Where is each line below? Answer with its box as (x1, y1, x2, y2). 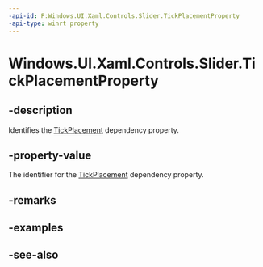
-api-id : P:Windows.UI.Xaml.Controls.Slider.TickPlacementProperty (8, 11, 240, 20)
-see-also (8, 248, 59, 262)
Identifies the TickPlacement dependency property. (8, 125, 180, 134)
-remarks (8, 193, 56, 207)
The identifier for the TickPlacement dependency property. (8, 170, 204, 180)
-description (8, 104, 73, 117)
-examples (8, 221, 64, 235)
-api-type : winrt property (8, 19, 99, 28)
